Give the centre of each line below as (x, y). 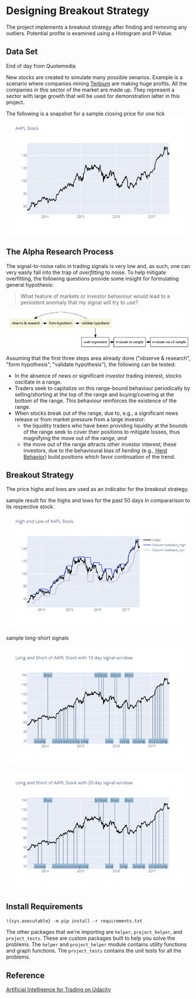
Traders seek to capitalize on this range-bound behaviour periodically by (102, 388)
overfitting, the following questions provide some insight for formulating (92, 278)
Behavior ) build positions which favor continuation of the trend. (99, 456)
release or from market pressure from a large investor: (80, 419)
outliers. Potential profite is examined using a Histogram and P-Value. (89, 33)
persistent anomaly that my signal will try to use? (79, 302)
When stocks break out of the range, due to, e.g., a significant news (96, 413)
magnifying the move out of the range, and (75, 438)
